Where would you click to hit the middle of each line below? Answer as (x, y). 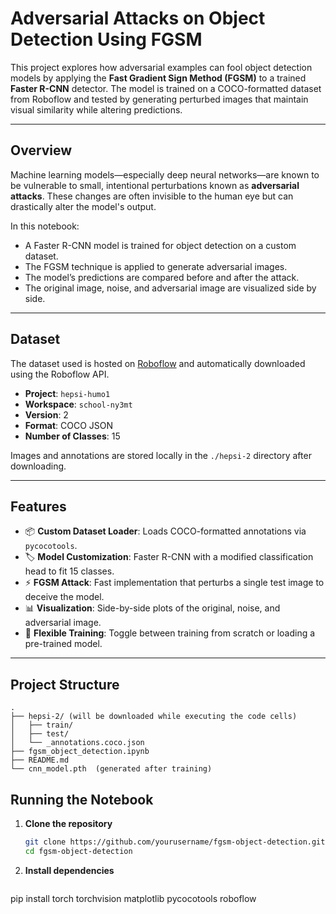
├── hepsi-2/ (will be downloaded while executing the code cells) (154, 717)
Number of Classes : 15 (72, 436)
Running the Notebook (82, 799)
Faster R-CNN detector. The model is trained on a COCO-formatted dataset (166, 88)
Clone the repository (68, 823)
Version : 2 (46, 414)
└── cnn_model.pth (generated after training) (111, 769)
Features (38, 506)
